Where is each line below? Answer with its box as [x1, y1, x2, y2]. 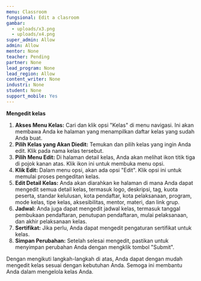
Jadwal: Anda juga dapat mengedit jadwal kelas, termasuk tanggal [14, 205, 181, 212]
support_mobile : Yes [6, 93, 58, 99]
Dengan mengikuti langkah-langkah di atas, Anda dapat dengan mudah [6, 255, 183, 262]
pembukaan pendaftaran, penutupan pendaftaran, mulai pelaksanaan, [14, 211, 188, 218]
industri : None [6, 82, 45, 88]
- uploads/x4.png [11, 31, 55, 37]
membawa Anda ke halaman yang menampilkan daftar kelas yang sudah [14, 128, 194, 135]
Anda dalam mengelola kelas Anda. [6, 268, 94, 275]
